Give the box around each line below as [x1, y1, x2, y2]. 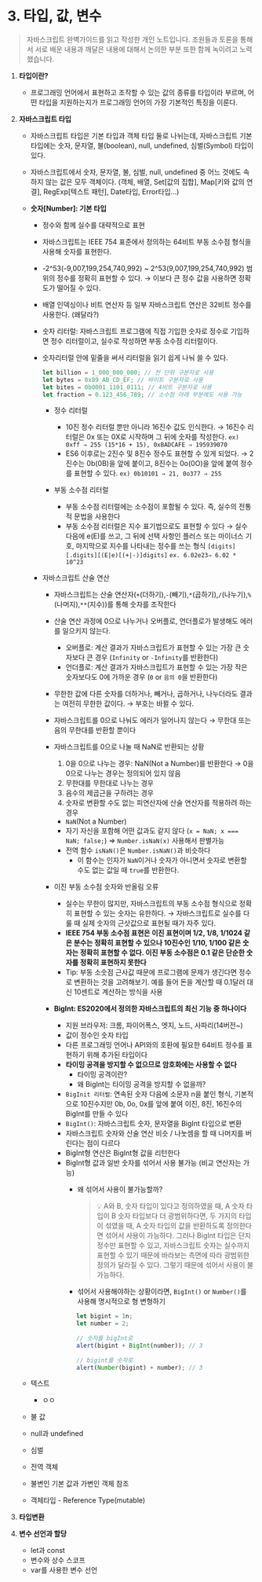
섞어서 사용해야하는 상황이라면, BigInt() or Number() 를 [77, 1287, 247, 1297]
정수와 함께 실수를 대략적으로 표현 [42, 220, 146, 229]
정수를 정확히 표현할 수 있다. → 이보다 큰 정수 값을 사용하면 [56, 273, 237, 283]
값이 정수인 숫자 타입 [65, 1030, 129, 1040]
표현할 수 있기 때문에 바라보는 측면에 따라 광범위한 [96, 1250, 250, 1260]
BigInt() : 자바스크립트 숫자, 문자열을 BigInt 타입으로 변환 [65, 1119, 242, 1129]
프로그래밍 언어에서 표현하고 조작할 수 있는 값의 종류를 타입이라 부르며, [30, 87, 246, 97]
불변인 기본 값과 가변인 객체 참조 [30, 1479, 129, 1488]
